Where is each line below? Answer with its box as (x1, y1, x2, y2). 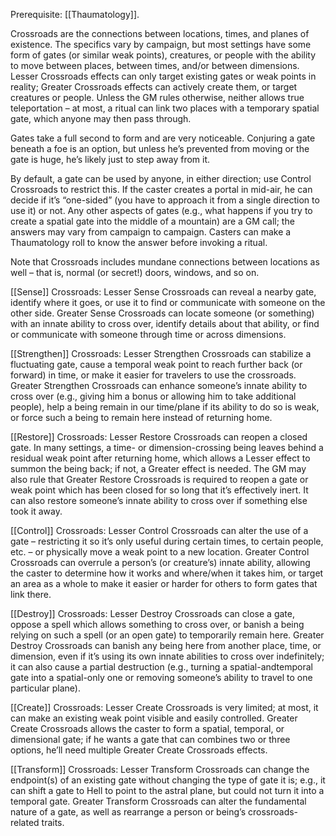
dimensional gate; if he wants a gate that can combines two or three (10, 734, 291, 745)
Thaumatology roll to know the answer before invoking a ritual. (10, 237, 268, 248)
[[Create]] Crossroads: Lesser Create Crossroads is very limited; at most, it (10, 702, 319, 713)
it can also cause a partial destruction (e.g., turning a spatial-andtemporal (10, 661, 313, 673)
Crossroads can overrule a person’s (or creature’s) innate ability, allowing (10, 557, 311, 568)
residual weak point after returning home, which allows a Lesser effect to (10, 452, 311, 464)
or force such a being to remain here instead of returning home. (10, 412, 273, 423)
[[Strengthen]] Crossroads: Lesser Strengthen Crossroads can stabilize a (10, 348, 312, 359)
